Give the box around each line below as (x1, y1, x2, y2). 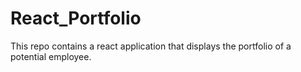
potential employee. (10, 50, 92, 62)
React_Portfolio (10, 7, 142, 30)
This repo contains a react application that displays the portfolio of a (10, 40, 292, 52)
